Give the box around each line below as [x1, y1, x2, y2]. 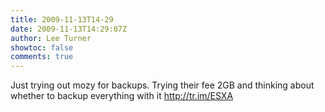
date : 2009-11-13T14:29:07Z [10, 24, 128, 34]
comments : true [10, 52, 74, 62]
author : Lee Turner [10, 33, 92, 43]
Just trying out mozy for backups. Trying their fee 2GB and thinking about [10, 79, 315, 91]
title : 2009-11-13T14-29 [10, 14, 114, 25]
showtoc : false [10, 42, 74, 53]
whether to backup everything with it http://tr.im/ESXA [10, 90, 234, 102]
